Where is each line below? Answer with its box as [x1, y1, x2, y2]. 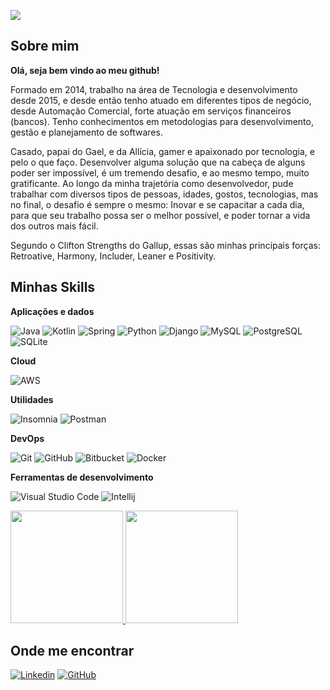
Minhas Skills [10, 279, 96, 296]
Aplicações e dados [10, 305, 95, 317]
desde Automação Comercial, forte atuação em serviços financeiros [10, 105, 292, 117]
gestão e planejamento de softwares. [10, 126, 163, 138]
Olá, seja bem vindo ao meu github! [10, 64, 160, 76]
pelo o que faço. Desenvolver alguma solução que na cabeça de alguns [10, 156, 306, 168]
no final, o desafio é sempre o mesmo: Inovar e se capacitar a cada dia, [10, 198, 305, 210]
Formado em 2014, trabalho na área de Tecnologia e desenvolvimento [10, 83, 298, 95]
